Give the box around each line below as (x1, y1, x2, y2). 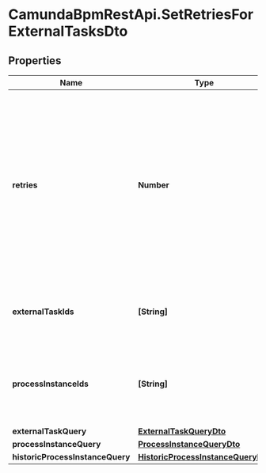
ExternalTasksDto (8, 22, 128, 40)
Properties (8, 54, 62, 67)
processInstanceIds (12, 378, 89, 389)
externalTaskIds (12, 306, 74, 317)
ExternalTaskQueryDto (138, 426, 226, 437)
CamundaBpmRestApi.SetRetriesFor (8, 6, 254, 24)
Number (138, 180, 170, 191)
